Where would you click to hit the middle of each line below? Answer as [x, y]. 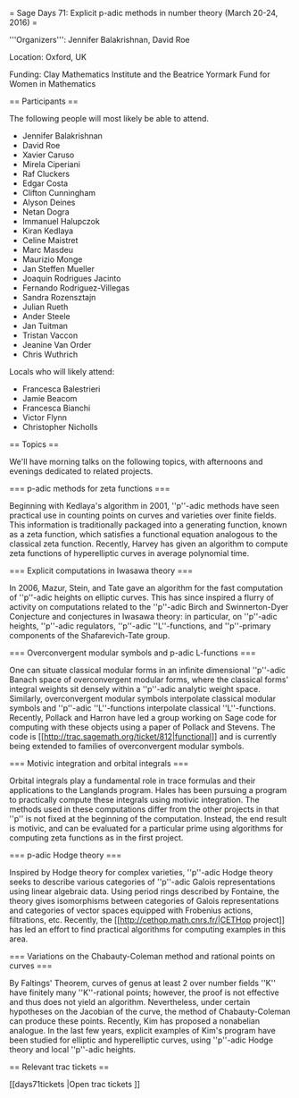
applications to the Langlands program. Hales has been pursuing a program [148, 790]
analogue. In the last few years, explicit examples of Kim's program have [143, 1030]
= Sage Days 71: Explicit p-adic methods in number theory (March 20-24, [144, 13]
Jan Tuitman [45, 326]
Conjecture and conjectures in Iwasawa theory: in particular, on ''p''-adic [144, 617]
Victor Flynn [45, 418]
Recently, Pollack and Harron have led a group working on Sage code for [143, 718]
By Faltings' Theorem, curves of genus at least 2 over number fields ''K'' [143, 983]
